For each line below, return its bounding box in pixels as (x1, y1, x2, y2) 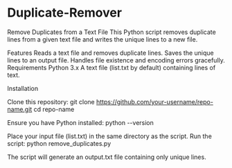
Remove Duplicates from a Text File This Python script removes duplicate (7, 28, 216, 36)
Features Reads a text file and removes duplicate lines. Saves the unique (7, 49, 214, 57)
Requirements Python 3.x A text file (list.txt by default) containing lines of (7, 63, 216, 72)
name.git (7, 105, 33, 113)
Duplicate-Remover (7, 5, 123, 21)
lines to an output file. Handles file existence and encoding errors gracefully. (7, 56, 225, 64)
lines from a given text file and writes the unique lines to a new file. (7, 35, 198, 43)
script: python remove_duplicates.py (7, 139, 111, 147)
